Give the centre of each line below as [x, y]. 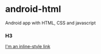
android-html [33, 9]
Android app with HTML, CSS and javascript [50, 23]
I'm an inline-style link [28, 47]
